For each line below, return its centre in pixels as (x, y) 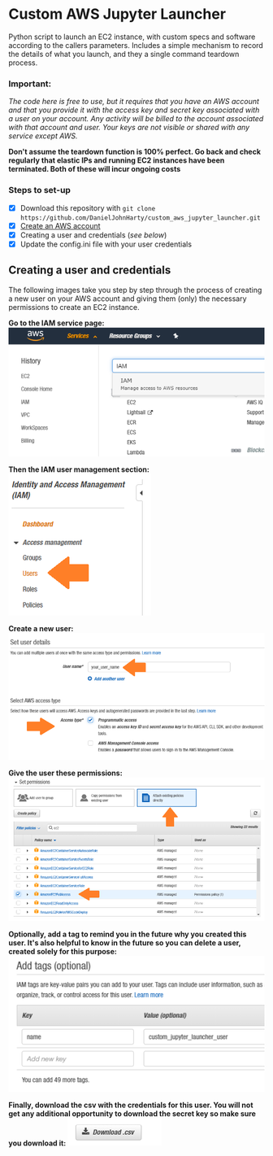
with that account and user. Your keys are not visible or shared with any (129, 128)
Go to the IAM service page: (56, 323)
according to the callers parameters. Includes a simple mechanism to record (136, 45)
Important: (30, 84)
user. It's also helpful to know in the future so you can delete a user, (125, 942)
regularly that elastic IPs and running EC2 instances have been (117, 160)
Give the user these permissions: (66, 773)
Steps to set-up (40, 190)
